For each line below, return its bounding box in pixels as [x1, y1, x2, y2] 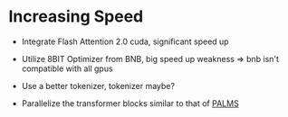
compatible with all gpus [21, 63, 114, 74]
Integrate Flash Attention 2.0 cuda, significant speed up [21, 36, 229, 47]
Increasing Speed [8, 6, 144, 27]
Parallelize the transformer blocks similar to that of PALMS [21, 97, 239, 109]
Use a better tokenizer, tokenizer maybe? [21, 80, 176, 91]
